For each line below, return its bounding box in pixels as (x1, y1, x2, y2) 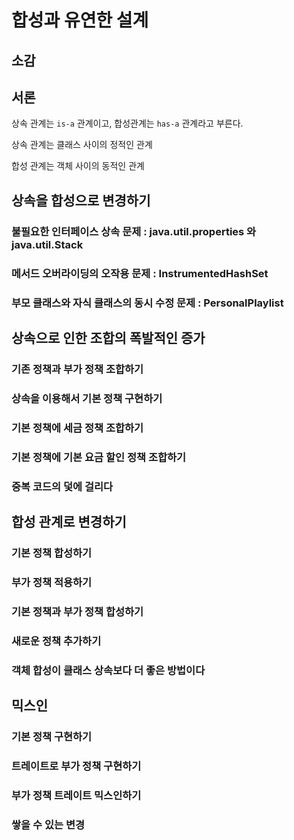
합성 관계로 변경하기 (11, 513, 127, 530)
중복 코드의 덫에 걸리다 (11, 479, 114, 493)
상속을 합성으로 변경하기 (11, 192, 151, 209)
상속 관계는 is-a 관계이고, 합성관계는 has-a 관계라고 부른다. (11, 117, 244, 130)
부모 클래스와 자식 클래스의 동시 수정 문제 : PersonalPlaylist (11, 296, 284, 310)
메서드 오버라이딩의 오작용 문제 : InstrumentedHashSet (11, 266, 269, 280)
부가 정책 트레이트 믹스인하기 (11, 788, 142, 802)
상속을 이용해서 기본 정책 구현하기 (11, 391, 163, 405)
